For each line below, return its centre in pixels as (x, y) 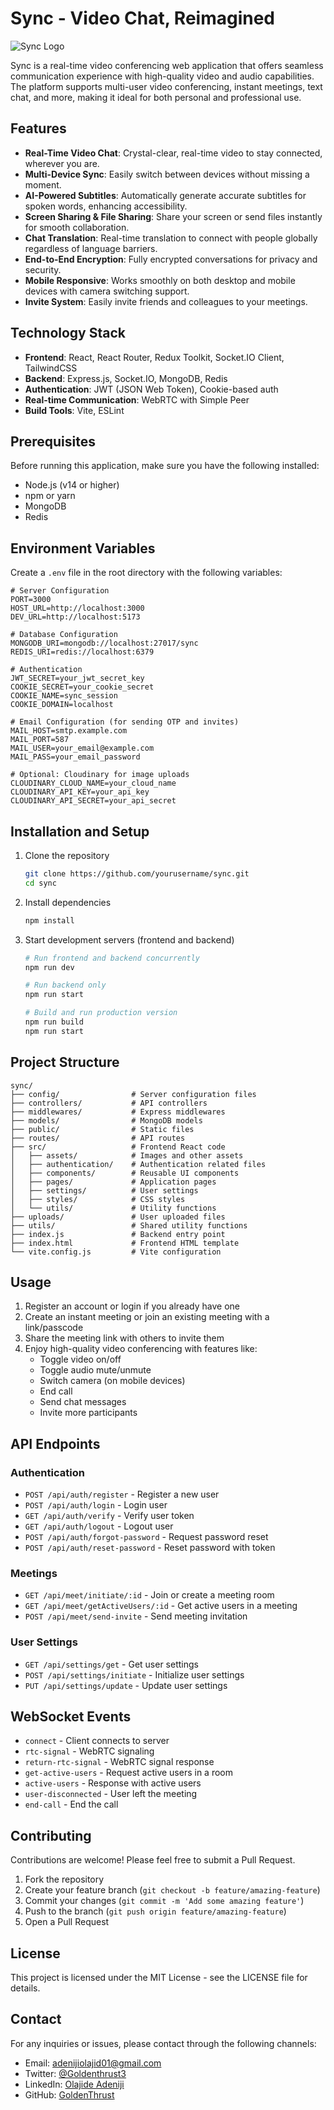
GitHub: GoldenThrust (69, 2094)
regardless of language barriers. (91, 248)
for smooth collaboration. (77, 227)
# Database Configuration (64, 635)
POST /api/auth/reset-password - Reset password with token (150, 1548)
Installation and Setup (80, 831)
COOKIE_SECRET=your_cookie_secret (82, 687)
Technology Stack (68, 333)
